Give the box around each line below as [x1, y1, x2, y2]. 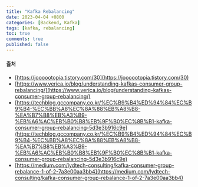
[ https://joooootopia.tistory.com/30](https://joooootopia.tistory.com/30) [14, 74, 189, 81]
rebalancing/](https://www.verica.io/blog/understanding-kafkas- [14, 87, 172, 94]
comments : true [6, 36, 44, 42]
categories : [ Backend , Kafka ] [6, 19, 81, 25]
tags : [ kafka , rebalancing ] [6, 25, 75, 31]
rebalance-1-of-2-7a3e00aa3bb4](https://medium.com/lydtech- [14, 168, 171, 175]
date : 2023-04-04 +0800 [6, 14, 65, 20]
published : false [6, 42, 49, 48]
